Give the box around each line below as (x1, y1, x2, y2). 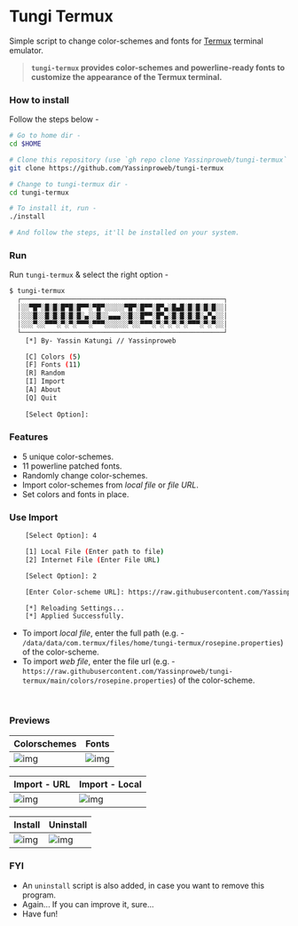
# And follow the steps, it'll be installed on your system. (9, 228, 240, 237)
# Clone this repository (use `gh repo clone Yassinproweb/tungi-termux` (9, 155, 288, 164)
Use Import (9, 510, 59, 523)
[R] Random (25, 368, 66, 378)
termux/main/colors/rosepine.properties (21, 677, 174, 685)
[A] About (25, 385, 62, 394)
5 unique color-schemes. (21, 451, 114, 462)
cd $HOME (9, 139, 42, 148)
